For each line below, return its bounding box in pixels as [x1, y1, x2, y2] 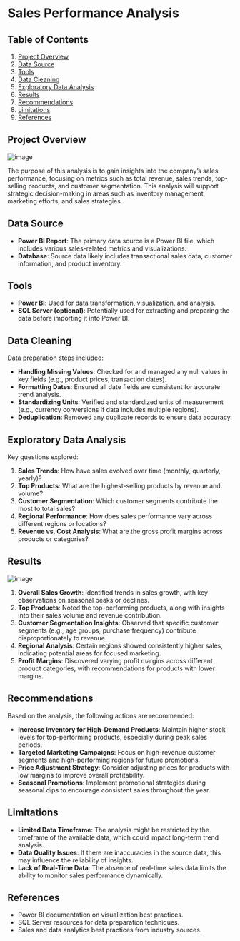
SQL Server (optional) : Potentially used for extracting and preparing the [17, 306, 230, 315]
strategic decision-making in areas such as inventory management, [7, 189, 206, 198]
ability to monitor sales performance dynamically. [17, 871, 164, 880]
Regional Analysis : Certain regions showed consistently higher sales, [17, 641, 223, 650]
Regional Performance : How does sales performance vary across [17, 512, 213, 520]
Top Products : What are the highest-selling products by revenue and [17, 482, 221, 490]
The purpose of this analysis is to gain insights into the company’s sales [7, 166, 219, 175]
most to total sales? [17, 505, 76, 513]
